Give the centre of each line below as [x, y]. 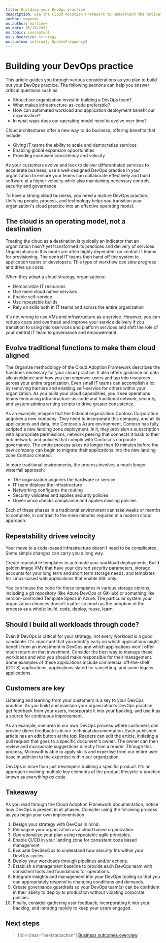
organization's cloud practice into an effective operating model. [70, 206]
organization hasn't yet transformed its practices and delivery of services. [81, 246]
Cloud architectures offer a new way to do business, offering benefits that [81, 130]
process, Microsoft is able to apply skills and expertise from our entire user [82, 751]
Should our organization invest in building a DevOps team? [72, 99]
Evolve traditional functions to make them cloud [81, 348]
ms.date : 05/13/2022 [27, 28]
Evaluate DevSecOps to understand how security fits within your [78, 850]
